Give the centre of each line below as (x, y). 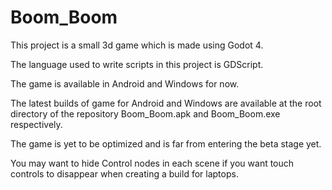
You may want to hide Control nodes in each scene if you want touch (152, 163)
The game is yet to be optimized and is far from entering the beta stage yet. (166, 143)
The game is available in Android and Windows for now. (125, 83)
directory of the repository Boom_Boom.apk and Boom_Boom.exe (145, 113)
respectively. (36, 124)
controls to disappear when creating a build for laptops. (124, 173)
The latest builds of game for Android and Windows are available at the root (166, 103)
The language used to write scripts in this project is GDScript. (137, 64)
